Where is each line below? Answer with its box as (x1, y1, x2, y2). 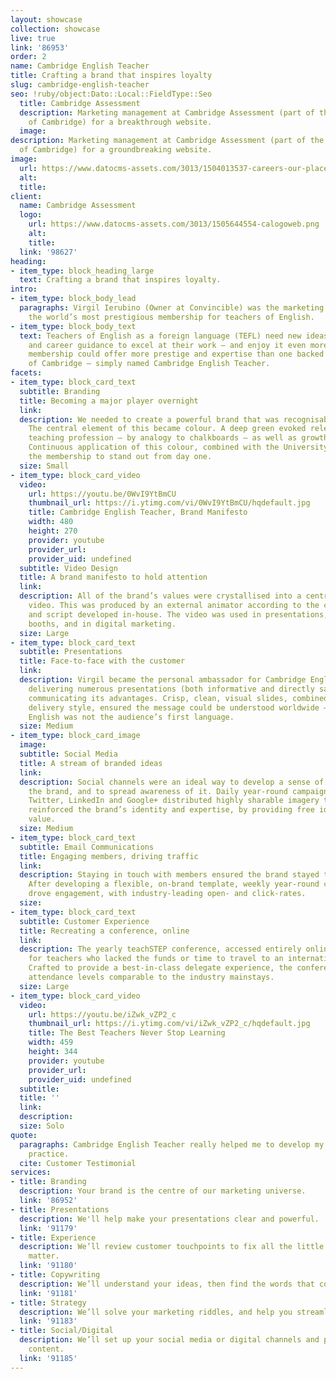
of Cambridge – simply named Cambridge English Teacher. (28, 359, 271, 369)
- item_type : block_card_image (10, 731, 141, 741)
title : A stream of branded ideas (19, 758, 163, 768)
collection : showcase (10, 24, 101, 34)
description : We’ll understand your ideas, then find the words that (19, 1279, 315, 1289)
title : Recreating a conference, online (19, 926, 190, 936)
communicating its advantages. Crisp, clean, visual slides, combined (28, 693, 329, 703)
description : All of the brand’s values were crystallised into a (19, 591, 302, 601)
